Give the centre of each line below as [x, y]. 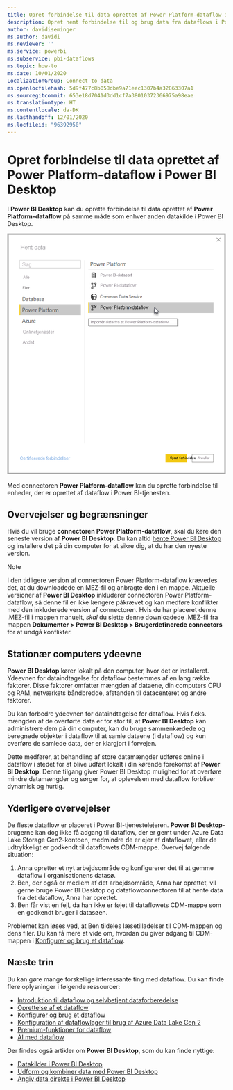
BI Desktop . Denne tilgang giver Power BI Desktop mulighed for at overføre [114, 771]
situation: [20, 855]
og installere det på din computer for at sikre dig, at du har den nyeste [107, 546]
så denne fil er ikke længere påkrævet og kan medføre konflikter [127, 602]
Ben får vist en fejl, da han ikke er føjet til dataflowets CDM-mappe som [119, 905]
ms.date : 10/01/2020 [37, 73]
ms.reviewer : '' [31, 44]
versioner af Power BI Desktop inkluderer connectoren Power [95, 595]
